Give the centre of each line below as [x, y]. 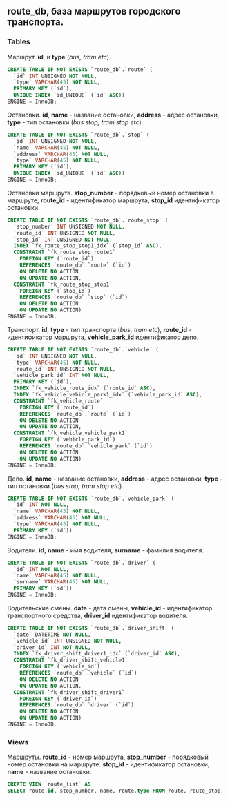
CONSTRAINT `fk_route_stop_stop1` [63, 284]
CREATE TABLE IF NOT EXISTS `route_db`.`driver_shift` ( [91, 628]
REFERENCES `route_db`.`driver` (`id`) [77, 705]
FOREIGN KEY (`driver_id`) [58, 699]
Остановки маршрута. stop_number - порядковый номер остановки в [111, 193]
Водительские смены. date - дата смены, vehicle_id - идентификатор [110, 608]
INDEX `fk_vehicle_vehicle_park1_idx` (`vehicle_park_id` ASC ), [108, 395]
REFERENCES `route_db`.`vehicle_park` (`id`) [86, 446]
